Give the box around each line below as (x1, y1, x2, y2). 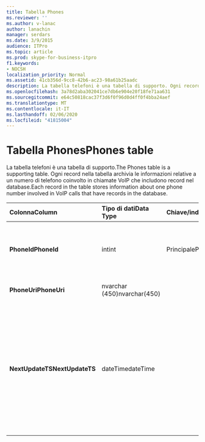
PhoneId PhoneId (9, 245, 59, 254)
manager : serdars (6, 32, 51, 38)
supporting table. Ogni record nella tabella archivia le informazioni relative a (6, 170, 196, 178)
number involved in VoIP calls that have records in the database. (6, 190, 168, 197)
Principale (166, 245, 195, 254)
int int (101, 245, 117, 254)
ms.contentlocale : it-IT (6, 105, 70, 112)
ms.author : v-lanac (6, 20, 56, 26)
